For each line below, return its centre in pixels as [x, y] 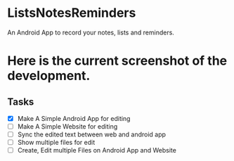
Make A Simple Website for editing [67, 127]
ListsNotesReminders [72, 13]
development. [49, 76]
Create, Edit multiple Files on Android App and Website [97, 150]
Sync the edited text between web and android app [92, 134]
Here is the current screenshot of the [117, 61]
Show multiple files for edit [56, 143]
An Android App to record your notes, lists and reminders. [91, 32]
